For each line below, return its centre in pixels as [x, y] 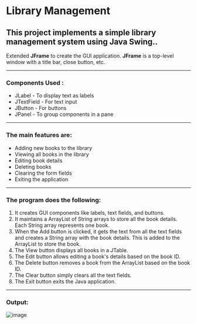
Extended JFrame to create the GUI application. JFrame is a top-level [90, 56]
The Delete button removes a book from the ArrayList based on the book [102, 262]
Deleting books [33, 166]
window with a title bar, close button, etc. [56, 62]
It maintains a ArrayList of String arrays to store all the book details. [96, 219]
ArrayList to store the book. [47, 244]
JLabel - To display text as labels [54, 96]
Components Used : [35, 82]
